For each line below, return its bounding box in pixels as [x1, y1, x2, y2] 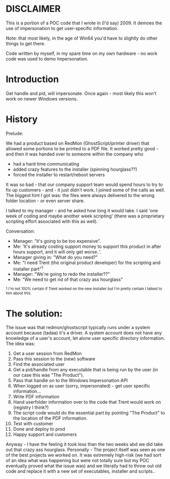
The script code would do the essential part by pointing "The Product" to [13, 410, 165, 416]
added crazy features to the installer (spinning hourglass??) [13, 166, 138, 172]
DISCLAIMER [6, 3, 61, 15]
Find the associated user [13, 361, 65, 367]
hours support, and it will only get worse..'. [13, 248, 102, 254]
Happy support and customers [13, 431, 77, 437]
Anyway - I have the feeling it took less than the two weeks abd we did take [6, 441, 163, 448]
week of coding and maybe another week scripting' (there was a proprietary [6, 213, 165, 219]
